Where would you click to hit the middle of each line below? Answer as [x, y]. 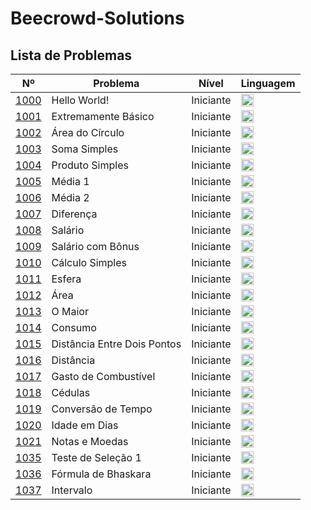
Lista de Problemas [71, 55]
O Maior [70, 311]
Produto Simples [90, 165]
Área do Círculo [88, 132]
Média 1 [70, 181]
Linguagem [268, 83]
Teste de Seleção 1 [96, 457]
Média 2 [70, 197]
